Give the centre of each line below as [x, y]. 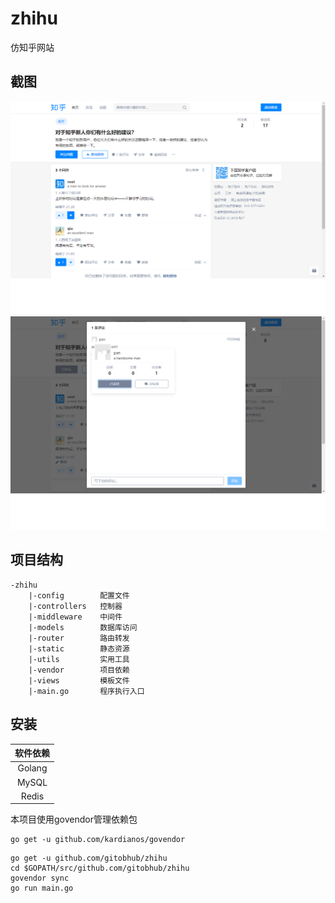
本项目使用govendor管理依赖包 [74, 819]
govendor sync [40, 878]
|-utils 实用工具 [79, 659]
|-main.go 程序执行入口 [86, 691]
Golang [32, 768]
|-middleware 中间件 [75, 617]
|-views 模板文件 [79, 680]
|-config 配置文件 [79, 595]
